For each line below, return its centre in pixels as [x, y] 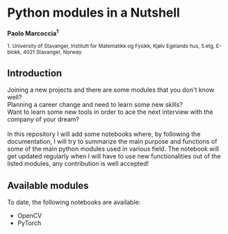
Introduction [35, 73]
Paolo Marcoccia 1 [33, 33]
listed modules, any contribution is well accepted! [78, 164]
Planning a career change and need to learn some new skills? [95, 105]
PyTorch [29, 223]
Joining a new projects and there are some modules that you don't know [111, 90]
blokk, [15, 52]
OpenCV [30, 216]
